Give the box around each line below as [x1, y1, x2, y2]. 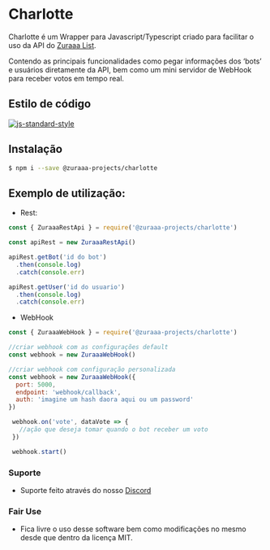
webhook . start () [11, 447, 67, 456]
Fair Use [8, 505, 42, 517]
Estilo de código [8, 97, 92, 111]
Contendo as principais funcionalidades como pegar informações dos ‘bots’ [8, 56, 262, 66]
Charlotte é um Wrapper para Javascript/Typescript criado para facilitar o [8, 32, 254, 41]
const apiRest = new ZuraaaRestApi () [8, 238, 136, 247]
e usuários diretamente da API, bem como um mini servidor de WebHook [8, 64, 252, 74]
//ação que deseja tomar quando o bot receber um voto [19, 426, 208, 434]
